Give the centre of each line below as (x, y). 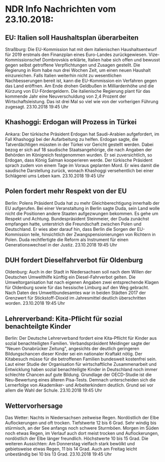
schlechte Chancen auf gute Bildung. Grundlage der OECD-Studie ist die (79, 375)
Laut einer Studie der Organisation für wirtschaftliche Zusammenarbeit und (81, 364)
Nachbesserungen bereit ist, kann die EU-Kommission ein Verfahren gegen (81, 81)
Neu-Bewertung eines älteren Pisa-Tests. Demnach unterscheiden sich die (81, 380)
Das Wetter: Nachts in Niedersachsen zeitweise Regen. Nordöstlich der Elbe (82, 418)
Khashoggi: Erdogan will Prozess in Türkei (71, 122)
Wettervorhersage (34, 406)
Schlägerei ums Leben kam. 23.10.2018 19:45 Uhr (55, 176)
